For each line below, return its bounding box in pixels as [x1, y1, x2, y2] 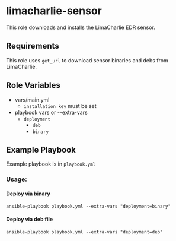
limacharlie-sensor [6, 4, 102, 18]
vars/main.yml [14, 96, 50, 103]
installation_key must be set [23, 102, 97, 109]
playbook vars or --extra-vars [14, 109, 88, 116]
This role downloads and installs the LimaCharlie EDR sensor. [6, 24, 156, 31]
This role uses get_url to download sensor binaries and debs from [6, 56, 169, 64]
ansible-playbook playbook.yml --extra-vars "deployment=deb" [6, 229, 163, 235]
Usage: [6, 175, 28, 183]
